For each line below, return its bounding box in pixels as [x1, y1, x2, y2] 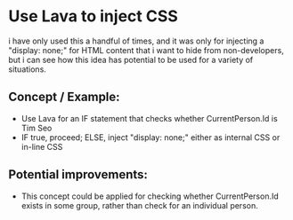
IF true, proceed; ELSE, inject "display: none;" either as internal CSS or [20, 131, 281, 143]
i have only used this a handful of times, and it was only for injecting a [8, 35, 265, 46]
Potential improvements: [8, 167, 149, 183]
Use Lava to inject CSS [8, 6, 179, 27]
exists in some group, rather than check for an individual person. [20, 200, 259, 210]
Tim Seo [20, 122, 53, 133]
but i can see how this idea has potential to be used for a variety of [8, 54, 254, 65]
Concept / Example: [8, 90, 121, 105]
